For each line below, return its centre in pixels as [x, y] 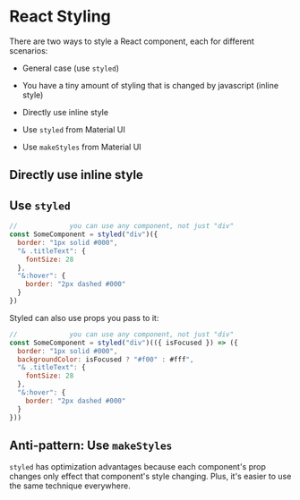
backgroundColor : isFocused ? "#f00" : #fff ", [106, 360]
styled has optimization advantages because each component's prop [138, 467]
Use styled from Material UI [73, 129]
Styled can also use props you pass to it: [84, 318]
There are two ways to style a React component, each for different [132, 41]
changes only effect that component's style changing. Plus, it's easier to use [150, 477]
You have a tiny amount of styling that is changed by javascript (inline [150, 85]
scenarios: [29, 50]
